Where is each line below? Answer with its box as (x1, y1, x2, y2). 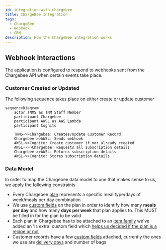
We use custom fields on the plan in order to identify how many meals (12, 202, 157, 208)
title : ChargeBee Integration (5, 12, 68, 17)
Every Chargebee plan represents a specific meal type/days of (12, 192, 141, 198)
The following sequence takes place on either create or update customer (5, 96, 155, 102)
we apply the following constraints (5, 182, 76, 188)
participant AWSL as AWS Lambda (14, 118, 81, 124)
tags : (5, 16, 16, 21)
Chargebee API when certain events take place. (5, 72, 103, 78)
